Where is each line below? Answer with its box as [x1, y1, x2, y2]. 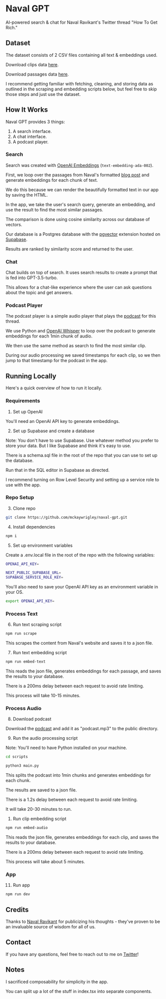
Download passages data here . [5, 71, 69, 77]
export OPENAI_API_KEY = [5, 599, 55, 604]
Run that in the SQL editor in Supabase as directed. [5, 467, 110, 473]
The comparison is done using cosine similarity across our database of [5, 216, 150, 222]
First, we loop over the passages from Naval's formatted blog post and [5, 171, 150, 178]
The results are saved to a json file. [5, 787, 77, 793]
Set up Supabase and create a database [12, 428, 95, 434]
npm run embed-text [5, 659, 46, 665]
